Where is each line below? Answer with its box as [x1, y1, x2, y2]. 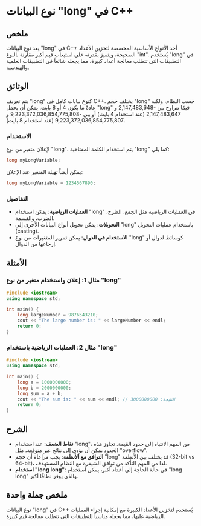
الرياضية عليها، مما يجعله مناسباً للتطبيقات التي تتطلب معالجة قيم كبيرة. [6, 512, 165, 519]
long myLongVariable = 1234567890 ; [6, 180, 96, 186]
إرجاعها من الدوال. [14, 241, 57, 248]
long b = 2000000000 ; [17, 385, 71, 391]
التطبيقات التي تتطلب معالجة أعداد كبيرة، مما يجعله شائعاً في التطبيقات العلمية [6, 58, 182, 64]
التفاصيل [6, 194, 29, 202]
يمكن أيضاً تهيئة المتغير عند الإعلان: [6, 168, 83, 175]
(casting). [14, 227, 39, 235]
